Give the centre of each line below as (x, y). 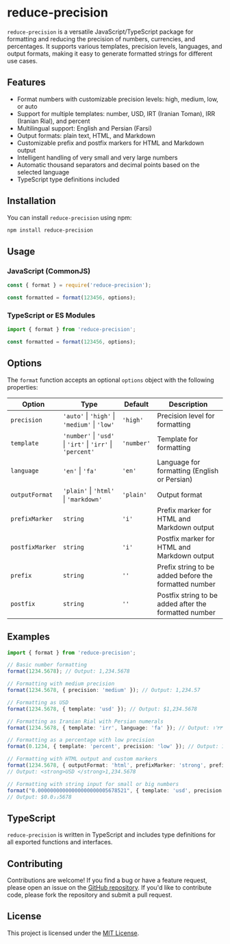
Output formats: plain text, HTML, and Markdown (86, 135)
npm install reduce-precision (50, 230)
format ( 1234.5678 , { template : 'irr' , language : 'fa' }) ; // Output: (108, 728)
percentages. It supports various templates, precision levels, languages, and (115, 46)
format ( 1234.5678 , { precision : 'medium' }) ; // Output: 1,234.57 (104, 690)
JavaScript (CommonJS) (49, 271)
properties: (23, 387)
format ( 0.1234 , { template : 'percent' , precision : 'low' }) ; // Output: (113, 747)
